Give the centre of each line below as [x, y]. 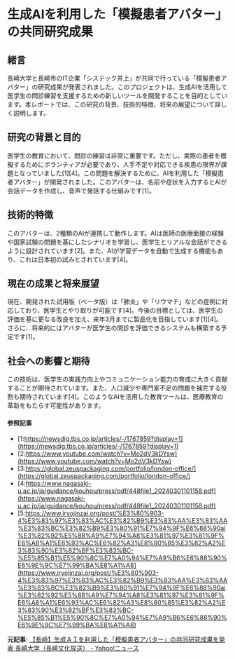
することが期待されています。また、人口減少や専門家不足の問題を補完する [114, 388]
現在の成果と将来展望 [53, 284]
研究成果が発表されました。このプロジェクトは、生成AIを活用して [132, 87]
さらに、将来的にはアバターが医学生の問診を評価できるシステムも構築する [114, 328]
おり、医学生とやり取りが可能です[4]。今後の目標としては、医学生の [124, 311]
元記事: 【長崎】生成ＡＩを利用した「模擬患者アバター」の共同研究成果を [113, 639]
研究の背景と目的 [44, 137]
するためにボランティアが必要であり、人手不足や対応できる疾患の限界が [117, 164]
